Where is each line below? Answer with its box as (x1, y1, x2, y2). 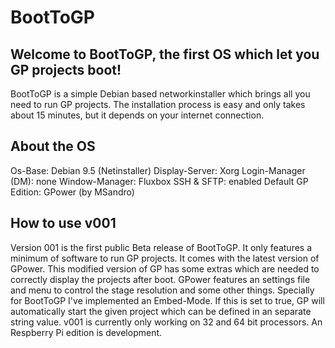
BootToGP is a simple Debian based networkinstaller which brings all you (10, 88, 311, 100)
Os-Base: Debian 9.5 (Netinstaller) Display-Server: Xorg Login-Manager (10, 164, 306, 176)
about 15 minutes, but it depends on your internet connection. (10, 109, 265, 121)
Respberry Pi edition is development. (10, 326, 163, 338)
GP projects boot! (10, 61, 122, 78)
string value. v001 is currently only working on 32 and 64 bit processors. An (10, 316, 323, 328)
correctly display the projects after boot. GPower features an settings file (10, 273, 311, 285)
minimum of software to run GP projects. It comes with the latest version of (10, 252, 320, 264)
